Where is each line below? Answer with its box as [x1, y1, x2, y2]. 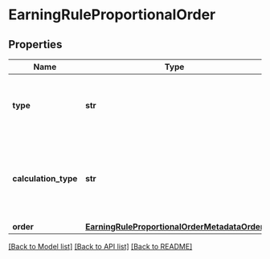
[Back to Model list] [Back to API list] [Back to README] [8, 242, 193, 251]
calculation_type [12, 173, 78, 184]
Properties [8, 38, 63, 51]
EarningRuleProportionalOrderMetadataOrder [85, 221, 264, 232]
